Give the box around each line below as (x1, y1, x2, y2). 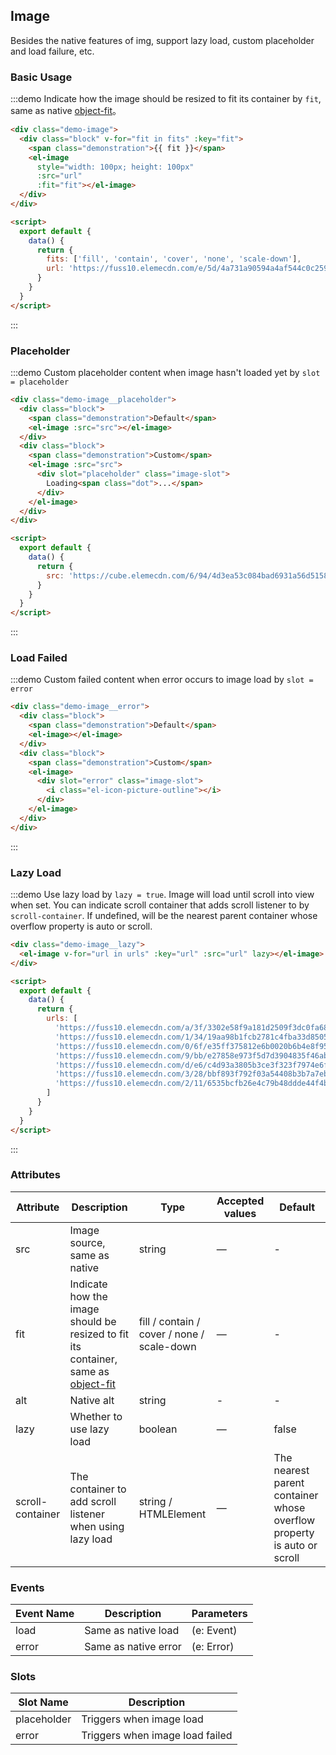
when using (69, 1519, 125, 1533)
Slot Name (18, 1695, 69, 1709)
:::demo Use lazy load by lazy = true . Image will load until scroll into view (10, 889, 315, 900)
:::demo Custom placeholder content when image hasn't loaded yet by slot (10, 367, 321, 379)
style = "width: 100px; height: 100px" (36, 162, 195, 172)
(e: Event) (191, 1624, 238, 1638)
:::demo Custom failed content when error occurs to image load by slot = (10, 674, 314, 686)
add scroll (69, 1494, 117, 1508)
